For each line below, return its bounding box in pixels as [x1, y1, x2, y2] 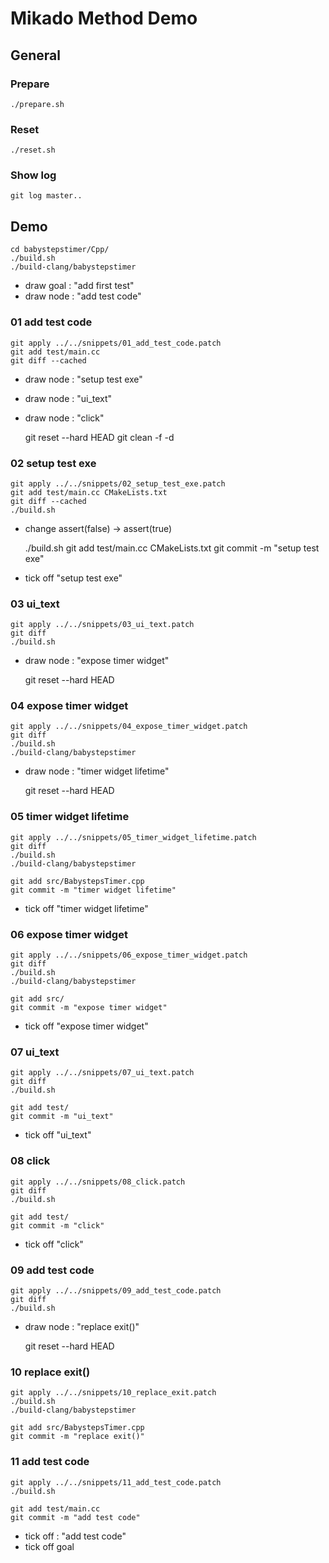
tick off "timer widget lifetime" [24, 902, 149, 914]
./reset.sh [10, 145, 56, 156]
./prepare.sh [10, 99, 65, 109]
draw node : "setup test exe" [24, 373, 143, 385]
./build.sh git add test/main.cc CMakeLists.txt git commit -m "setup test [24, 542, 320, 554]
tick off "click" [24, 1238, 84, 1250]
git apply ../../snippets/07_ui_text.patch [10, 1068, 195, 1078]
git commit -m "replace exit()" [10, 1432, 145, 1442]
